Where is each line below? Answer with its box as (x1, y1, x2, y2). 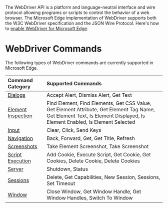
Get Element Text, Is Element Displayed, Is (46, 112, 145, 119)
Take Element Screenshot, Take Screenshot (46, 143, 149, 150)
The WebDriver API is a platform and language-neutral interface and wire (5, 5, 156, 10)
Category (7, 83, 31, 90)
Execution (7, 157, 31, 164)
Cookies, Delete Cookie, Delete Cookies (46, 157, 140, 164)
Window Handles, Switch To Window (46, 194, 133, 201)
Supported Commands (46, 80, 102, 87)
